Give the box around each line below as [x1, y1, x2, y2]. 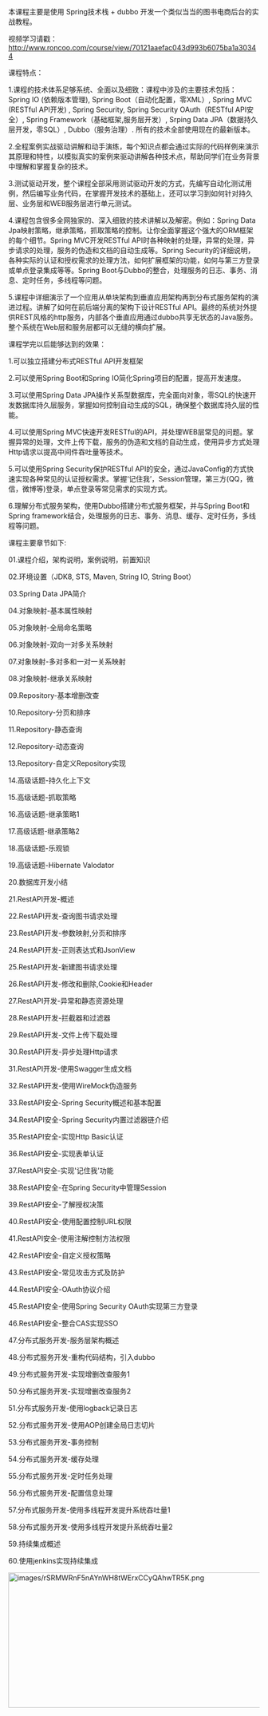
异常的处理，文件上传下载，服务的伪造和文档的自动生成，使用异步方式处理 [14, 438, 260, 446]
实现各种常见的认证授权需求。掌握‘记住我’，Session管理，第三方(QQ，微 [14, 474, 254, 483]
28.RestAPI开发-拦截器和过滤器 [8, 1013, 111, 1022]
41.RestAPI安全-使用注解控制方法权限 [8, 1234, 131, 1243]
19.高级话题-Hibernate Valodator [8, 861, 115, 870]
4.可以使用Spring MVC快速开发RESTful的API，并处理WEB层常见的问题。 [8, 427, 247, 437]
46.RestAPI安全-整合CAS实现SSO [8, 1318, 119, 1328]
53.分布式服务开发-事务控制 [8, 1437, 100, 1447]
